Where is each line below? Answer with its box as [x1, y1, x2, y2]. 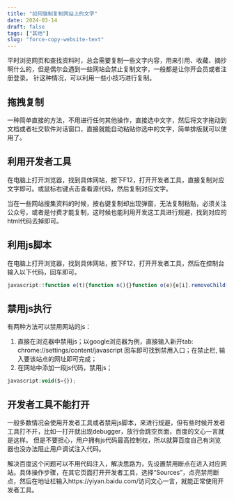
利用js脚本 [7, 239, 52, 251]
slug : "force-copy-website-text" [7, 36, 104, 43]
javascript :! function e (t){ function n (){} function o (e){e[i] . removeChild [7, 281, 226, 288]
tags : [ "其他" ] [7, 29, 49, 37]
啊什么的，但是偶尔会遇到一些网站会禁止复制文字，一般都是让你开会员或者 [7, 65, 221, 73]
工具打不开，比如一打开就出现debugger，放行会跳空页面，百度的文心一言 [7, 427, 219, 435]
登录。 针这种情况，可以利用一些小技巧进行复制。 [13, 74, 155, 82]
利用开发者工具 [7, 156, 72, 168]
